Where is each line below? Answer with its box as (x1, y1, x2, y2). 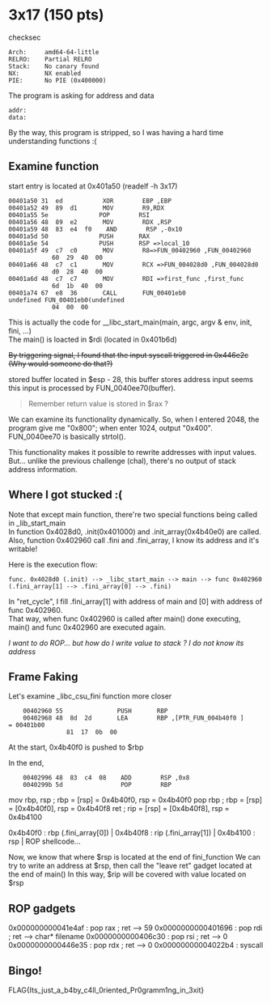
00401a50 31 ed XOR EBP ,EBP (8, 197, 172, 205)
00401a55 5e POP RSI (8, 210, 150, 219)
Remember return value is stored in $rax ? (28, 398, 168, 408)
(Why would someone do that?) (8, 359, 113, 368)
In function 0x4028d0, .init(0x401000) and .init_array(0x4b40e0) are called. (8, 526, 261, 536)
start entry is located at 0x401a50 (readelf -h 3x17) (8, 181, 178, 191)
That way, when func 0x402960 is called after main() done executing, (8, 614, 241, 623)
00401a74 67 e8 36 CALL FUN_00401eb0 (8, 289, 186, 297)
